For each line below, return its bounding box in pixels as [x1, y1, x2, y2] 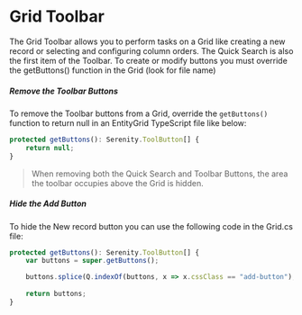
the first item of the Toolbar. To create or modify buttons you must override [9, 55, 288, 66]
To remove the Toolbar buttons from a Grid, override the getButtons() [9, 108, 269, 119]
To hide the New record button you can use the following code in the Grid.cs [9, 220, 293, 231]
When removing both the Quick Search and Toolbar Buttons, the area [31, 168, 288, 179]
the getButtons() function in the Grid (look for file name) [9, 65, 216, 76]
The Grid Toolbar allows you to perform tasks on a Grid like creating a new [9, 36, 286, 47]
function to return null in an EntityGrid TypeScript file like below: [9, 117, 247, 128]
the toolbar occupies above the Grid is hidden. [31, 177, 205, 188]
